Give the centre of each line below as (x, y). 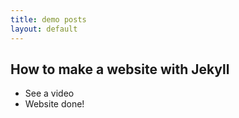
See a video (49, 93)
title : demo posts (48, 19)
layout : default (44, 29)
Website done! (54, 104)
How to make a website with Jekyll (120, 69)
